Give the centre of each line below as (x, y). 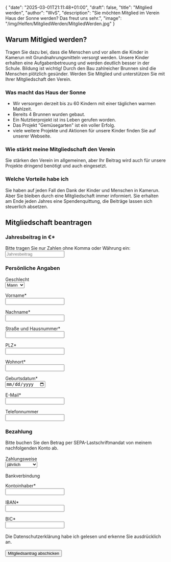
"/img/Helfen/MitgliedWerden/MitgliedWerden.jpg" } (60, 24)
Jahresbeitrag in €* (30, 237)
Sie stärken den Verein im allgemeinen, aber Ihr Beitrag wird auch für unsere (86, 160)
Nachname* (18, 312)
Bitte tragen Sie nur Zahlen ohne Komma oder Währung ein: (68, 248)
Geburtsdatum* (22, 378)
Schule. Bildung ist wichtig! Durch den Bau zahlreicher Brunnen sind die (81, 68)
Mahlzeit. (22, 109)
